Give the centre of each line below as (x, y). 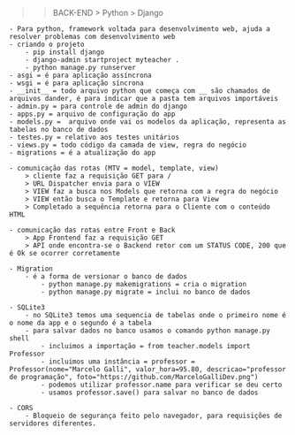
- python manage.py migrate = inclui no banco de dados (146, 292)
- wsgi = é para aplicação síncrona (76, 83)
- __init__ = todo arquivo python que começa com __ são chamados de (140, 91)
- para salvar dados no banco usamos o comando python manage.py (148, 331)
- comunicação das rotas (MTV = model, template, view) (114, 168)
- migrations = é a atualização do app (83, 153)
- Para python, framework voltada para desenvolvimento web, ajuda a (140, 29)
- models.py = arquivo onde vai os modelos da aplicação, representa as (148, 122)
